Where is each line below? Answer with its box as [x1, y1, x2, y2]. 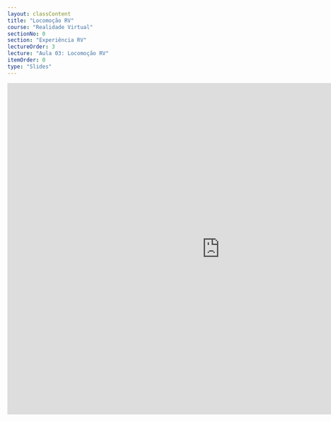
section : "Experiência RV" [7, 37, 87, 44]
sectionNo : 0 [7, 30, 46, 38]
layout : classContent [7, 10, 71, 18]
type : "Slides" [7, 63, 52, 70]
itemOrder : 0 [7, 57, 46, 64]
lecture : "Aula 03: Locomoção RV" [7, 50, 110, 57]
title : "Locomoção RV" [7, 17, 74, 24]
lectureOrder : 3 [7, 43, 55, 50]
